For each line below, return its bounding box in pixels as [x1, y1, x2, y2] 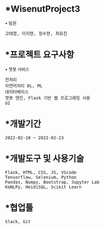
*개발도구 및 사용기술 [5, 153, 84, 164]
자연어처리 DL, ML [5, 83, 43, 88]
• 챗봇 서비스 [5, 66, 30, 72]
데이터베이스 [5, 89, 29, 94]
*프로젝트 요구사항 [5, 50, 74, 60]
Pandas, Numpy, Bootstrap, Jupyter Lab [5, 179, 100, 185]
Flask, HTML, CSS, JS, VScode [5, 169, 77, 175]
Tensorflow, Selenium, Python [5, 174, 77, 180]
